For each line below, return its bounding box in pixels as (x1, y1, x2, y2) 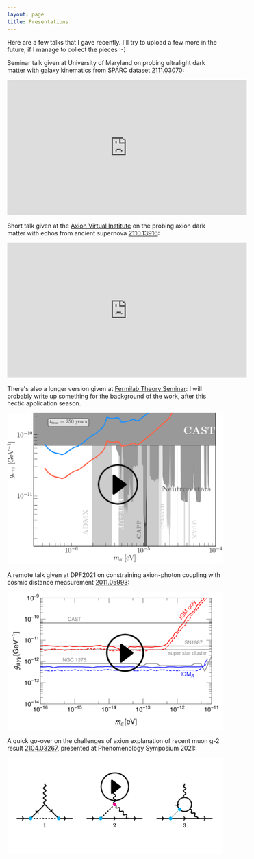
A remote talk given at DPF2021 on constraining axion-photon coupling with (7, 571, 220, 579)
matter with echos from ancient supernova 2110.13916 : (7, 228, 160, 237)
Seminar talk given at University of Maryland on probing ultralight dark (7, 58, 205, 67)
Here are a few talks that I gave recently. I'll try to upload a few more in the (7, 38, 218, 46)
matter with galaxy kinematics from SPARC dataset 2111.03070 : (7, 66, 185, 74)
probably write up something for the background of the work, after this (7, 392, 207, 400)
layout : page (7, 11, 45, 18)
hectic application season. (7, 399, 81, 408)
